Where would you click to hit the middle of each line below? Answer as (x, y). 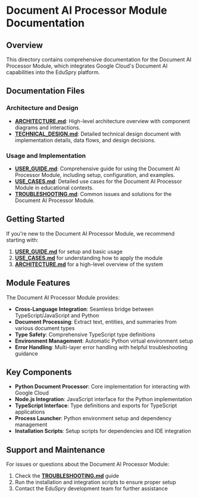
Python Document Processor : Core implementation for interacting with (102, 387)
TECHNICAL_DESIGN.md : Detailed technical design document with (98, 134)
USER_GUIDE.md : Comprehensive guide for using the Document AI (97, 169)
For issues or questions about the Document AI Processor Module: (88, 465)
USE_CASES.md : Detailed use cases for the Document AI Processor (98, 181)
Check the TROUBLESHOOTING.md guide (67, 476)
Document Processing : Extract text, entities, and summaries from (96, 322)
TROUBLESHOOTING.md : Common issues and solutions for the (93, 194)
